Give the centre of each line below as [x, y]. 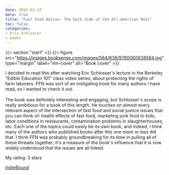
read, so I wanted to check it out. [39, 89]
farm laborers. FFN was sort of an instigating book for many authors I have [83, 83]
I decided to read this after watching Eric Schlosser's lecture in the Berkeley [84, 73]
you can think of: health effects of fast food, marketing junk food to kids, [80, 115]
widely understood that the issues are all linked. [55, 148]
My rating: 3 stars [23, 157]
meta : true [17, 15]
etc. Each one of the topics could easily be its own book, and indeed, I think [84, 126]
